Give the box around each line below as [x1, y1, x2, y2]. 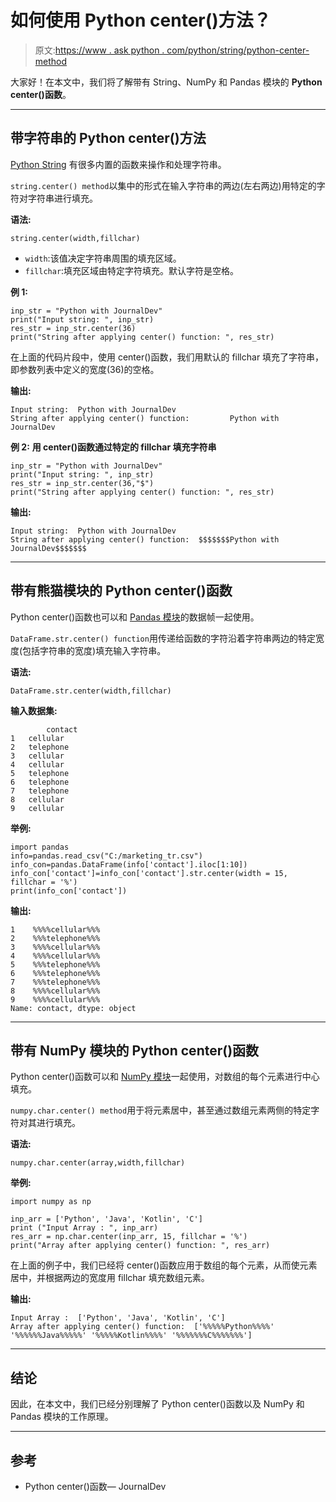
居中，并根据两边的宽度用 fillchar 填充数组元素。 [10, 1272, 210, 1284]
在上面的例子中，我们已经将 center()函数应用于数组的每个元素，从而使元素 [10, 1259, 318, 1271]
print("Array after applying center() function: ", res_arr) [10, 1241, 271, 1251]
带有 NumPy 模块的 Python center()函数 [10, 1042, 260, 1059]
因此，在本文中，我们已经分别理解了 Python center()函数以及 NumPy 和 [10, 1398, 305, 1410]
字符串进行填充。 [27, 192, 98, 204]
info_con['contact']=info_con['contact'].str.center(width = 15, [10, 868, 288, 878]
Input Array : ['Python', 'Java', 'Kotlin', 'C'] [10, 1313, 226, 1323]
